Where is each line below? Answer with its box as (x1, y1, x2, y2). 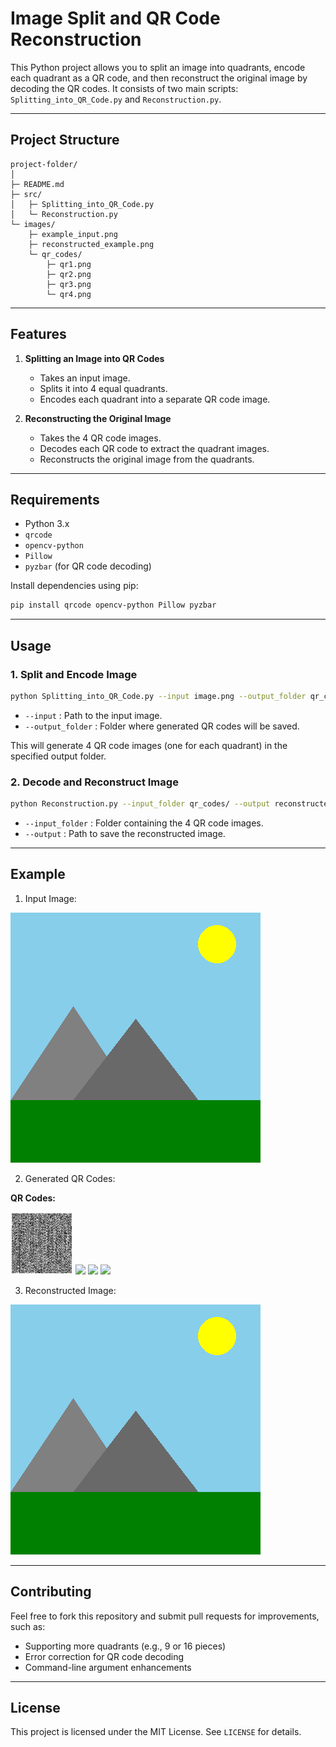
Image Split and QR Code (10, 7, 221, 30)
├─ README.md (10, 179, 65, 189)
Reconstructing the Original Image (24, 412, 172, 424)
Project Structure (10, 132, 120, 149)
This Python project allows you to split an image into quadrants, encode (10, 61, 306, 73)
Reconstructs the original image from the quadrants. (39, 453, 255, 465)
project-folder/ (10, 159, 78, 169)
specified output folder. (10, 750, 107, 762)
